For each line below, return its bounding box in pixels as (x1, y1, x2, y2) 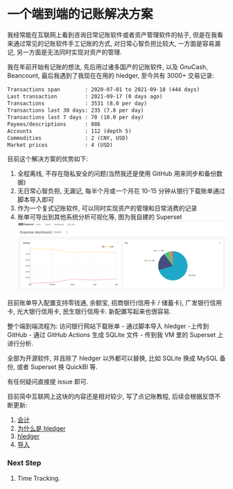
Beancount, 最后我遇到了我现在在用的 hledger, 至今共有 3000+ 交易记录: (7, 71, 214, 80)
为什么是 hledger (17, 424, 66, 433)
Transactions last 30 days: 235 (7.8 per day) (7, 107, 144, 114)
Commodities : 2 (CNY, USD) (7, 135, 129, 141)
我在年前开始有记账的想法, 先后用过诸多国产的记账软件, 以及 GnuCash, (7, 62, 208, 71)
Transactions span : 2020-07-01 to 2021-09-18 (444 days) (7, 86, 200, 93)
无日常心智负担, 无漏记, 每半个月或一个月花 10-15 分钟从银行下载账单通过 (17, 187, 225, 195)
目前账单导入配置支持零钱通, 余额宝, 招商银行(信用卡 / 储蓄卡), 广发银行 (7, 299, 210, 307)
